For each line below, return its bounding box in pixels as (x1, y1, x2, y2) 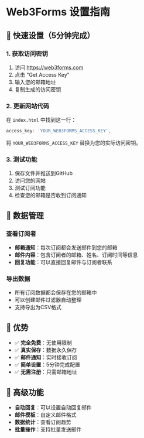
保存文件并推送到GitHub (14, 170, 73, 177)
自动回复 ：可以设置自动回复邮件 (14, 403, 92, 410)
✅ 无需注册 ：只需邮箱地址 (14, 368, 77, 375)
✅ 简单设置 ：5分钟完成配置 (14, 361, 80, 368)
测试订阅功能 (14, 184, 46, 191)
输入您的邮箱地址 (14, 78, 56, 85)
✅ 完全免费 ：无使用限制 (14, 339, 72, 346)
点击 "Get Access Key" (14, 71, 70, 78)
